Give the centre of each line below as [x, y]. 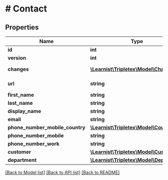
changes [18, 69]
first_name [21, 95]
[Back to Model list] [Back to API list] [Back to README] [62, 172]
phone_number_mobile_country [47, 127]
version [17, 58]
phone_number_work [34, 144]
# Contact [26, 9]
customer [19, 152]
